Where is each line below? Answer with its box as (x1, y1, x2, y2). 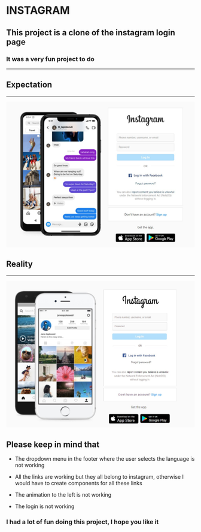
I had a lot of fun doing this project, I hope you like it (6, 518, 159, 526)
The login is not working (14, 503, 75, 510)
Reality (6, 259, 33, 270)
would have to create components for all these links (14, 480, 142, 487)
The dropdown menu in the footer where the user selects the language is (14, 455, 195, 463)
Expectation (6, 80, 53, 90)
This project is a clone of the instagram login (6, 28, 175, 38)
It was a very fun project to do (6, 55, 95, 63)
